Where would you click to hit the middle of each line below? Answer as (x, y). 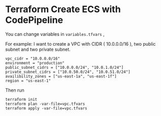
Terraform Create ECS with (63, 9)
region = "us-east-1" (28, 81)
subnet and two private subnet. (38, 49)
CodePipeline (34, 20)
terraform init (21, 99)
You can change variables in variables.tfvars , (55, 34)
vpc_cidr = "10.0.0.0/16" (33, 59)
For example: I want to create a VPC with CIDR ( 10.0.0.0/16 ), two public (80, 44)
